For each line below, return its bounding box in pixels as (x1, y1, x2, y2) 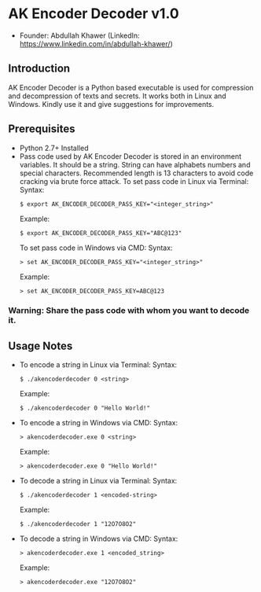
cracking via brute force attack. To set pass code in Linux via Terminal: (19, 176, 249, 186)
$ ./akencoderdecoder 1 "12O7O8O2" (19, 520, 137, 528)
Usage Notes (8, 339, 73, 352)
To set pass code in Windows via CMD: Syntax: (19, 243, 173, 252)
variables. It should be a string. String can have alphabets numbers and (19, 160, 251, 169)
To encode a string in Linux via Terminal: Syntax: (19, 360, 178, 370)
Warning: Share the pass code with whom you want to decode (8, 305, 250, 316)
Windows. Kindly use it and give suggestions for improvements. (8, 99, 215, 108)
